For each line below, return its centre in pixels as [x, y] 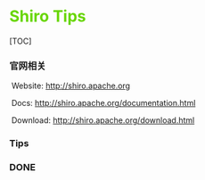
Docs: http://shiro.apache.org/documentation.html [103, 103]
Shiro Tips [48, 16]
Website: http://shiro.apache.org [71, 86]
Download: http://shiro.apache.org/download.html [103, 120]
